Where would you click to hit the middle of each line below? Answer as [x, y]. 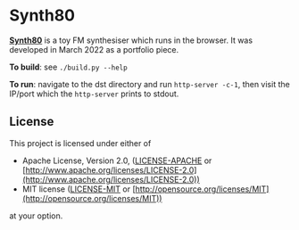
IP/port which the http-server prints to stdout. [94, 94]
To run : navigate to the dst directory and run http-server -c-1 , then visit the [149, 84]
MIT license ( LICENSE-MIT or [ [79, 189]
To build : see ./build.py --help [68, 67]
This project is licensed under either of [80, 143]
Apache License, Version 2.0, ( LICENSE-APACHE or [117, 160]
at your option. [36, 216]
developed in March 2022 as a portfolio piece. [94, 49]
